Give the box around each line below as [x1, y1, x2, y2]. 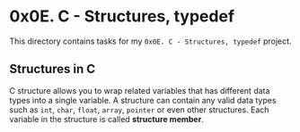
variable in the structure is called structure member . [9, 113, 204, 124]
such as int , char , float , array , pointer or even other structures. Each [9, 104, 269, 115]
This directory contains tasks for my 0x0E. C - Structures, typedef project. [9, 36, 292, 46]
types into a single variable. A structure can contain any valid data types [9, 95, 277, 105]
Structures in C [9, 62, 96, 77]
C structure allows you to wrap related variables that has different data [9, 85, 270, 95]
